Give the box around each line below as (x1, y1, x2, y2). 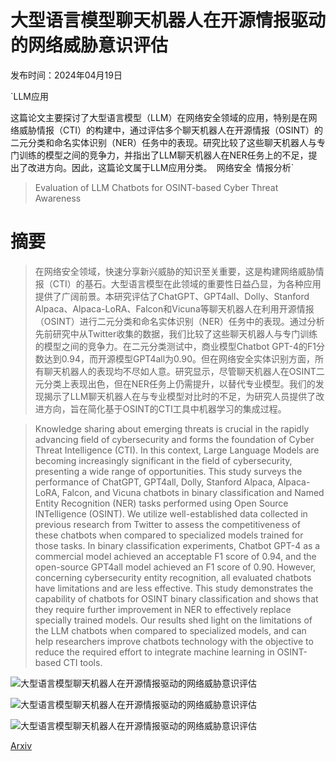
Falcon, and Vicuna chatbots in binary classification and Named (61, 486, 325, 498)
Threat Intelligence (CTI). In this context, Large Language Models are (34, 444, 320, 456)
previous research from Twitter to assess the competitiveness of (34, 518, 301, 530)
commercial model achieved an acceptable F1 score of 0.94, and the (34, 550, 317, 562)
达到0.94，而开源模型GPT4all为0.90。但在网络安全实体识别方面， (43, 352, 316, 365)
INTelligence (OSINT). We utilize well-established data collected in (34, 507, 308, 520)
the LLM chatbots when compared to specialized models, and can (34, 624, 307, 636)
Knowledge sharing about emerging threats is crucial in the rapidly (34, 422, 310, 435)
